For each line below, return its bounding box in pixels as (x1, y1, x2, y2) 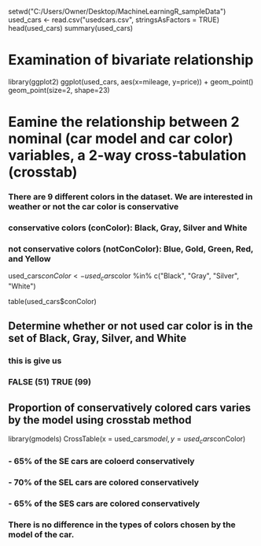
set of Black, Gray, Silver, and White (8, 332, 187, 345)
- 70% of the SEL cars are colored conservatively (8, 477, 199, 488)
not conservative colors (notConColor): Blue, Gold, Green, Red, (8, 243, 254, 254)
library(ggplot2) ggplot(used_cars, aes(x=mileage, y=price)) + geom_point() (8, 76, 254, 86)
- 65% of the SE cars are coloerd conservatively (8, 455, 195, 466)
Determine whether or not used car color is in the (8, 319, 253, 333)
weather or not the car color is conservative (8, 201, 179, 212)
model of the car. (8, 529, 75, 540)
